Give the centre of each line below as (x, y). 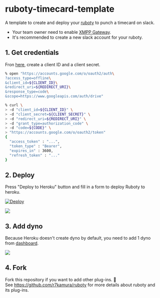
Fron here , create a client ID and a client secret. (53, 64)
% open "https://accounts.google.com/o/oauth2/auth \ (60, 74)
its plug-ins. (17, 290)
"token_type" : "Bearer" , (36, 146)
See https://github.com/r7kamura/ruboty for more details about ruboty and (80, 285)
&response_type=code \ (27, 92)
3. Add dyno (24, 226)
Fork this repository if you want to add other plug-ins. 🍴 (61, 279)
